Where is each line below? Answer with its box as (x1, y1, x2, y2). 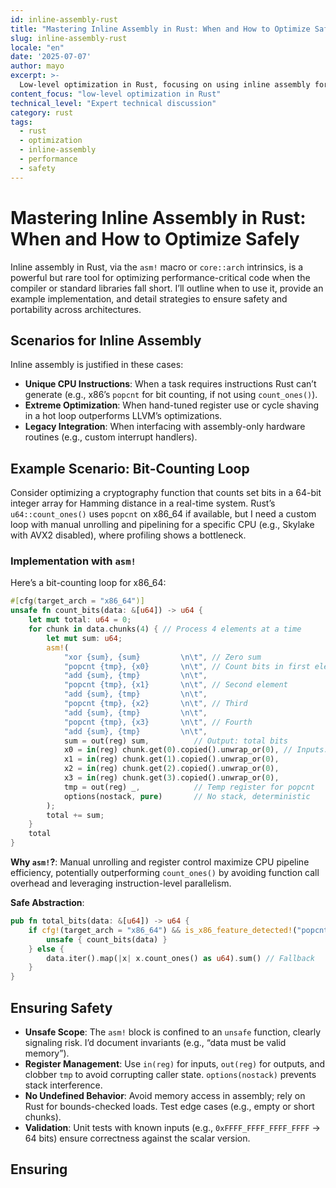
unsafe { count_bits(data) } (46, 934, 168, 945)
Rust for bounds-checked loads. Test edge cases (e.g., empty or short (24, 1101, 315, 1113)
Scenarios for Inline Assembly (10, 332, 202, 349)
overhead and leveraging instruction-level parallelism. (10, 877, 232, 890)
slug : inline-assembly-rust (10, 33, 128, 43)
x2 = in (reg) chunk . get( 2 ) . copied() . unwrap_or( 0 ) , (63, 764, 280, 774)
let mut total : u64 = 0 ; (28, 615, 132, 625)
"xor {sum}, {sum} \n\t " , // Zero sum (63, 652, 262, 662)
